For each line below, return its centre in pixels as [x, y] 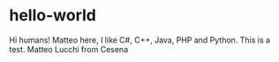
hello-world [53, 15]
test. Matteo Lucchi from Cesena [69, 49]
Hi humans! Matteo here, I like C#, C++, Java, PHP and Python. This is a [140, 40]
